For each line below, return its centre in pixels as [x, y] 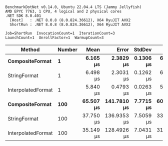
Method [30, 49]
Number [67, 49]
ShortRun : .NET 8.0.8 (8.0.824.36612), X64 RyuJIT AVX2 [70, 24]
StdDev [143, 49]
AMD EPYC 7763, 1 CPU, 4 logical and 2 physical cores [63, 11]
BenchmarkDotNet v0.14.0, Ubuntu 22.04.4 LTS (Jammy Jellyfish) [73, 7]
